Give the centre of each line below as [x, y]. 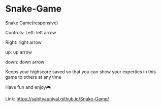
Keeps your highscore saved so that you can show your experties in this [80, 72]
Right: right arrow [23, 42]
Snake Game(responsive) [32, 23]
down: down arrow [25, 62]
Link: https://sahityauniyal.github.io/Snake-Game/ [57, 98]
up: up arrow [19, 52]
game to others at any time [34, 77]
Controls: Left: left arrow [31, 32]
